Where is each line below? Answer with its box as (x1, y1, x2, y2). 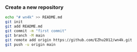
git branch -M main (5, 33, 45, 38)
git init (5, 19, 23, 24)
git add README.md (5, 24, 43, 29)
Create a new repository (5, 4, 64, 11)
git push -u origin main (5, 42, 56, 47)
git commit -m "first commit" (5, 28, 67, 33)
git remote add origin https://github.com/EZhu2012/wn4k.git (5, 37, 133, 42)
